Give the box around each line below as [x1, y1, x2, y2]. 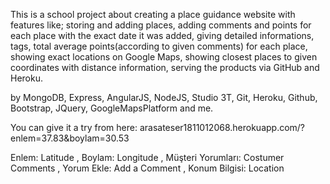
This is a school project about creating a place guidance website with [10, 9, 296, 20]
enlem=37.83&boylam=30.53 [10, 132, 130, 144]
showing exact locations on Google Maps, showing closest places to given [10, 51, 318, 63]
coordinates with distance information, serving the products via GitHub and [10, 62, 320, 73]
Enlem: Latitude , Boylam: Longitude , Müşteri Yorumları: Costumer [10, 152, 285, 163]
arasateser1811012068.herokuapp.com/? [139, 122, 306, 133]
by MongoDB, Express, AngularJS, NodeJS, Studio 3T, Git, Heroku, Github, [10, 92, 318, 103]
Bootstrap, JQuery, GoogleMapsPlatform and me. [10, 102, 214, 114]
